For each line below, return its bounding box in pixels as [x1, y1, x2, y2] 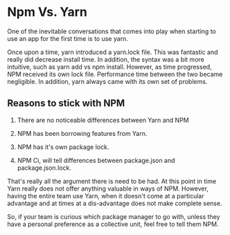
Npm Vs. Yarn [7, 4, 88, 20]
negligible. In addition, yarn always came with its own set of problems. [7, 77, 208, 85]
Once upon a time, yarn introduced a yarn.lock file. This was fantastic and [7, 48, 218, 56]
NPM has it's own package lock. [17, 143, 109, 151]
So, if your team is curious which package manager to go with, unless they [7, 212, 220, 220]
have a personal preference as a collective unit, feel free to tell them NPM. [7, 220, 219, 228]
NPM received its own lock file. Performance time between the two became [7, 70, 223, 78]
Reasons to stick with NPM [7, 98, 125, 110]
